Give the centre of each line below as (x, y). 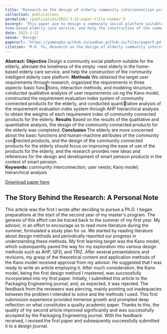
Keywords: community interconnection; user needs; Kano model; (72, 167)
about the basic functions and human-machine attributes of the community (82, 135)
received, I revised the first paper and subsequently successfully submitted (83, 321)
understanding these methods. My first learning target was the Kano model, (83, 241)
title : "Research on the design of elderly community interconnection (80, 10)
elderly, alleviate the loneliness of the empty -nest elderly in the (70, 66)
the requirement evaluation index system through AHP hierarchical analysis (82, 109)
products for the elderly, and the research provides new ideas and (73, 151)
